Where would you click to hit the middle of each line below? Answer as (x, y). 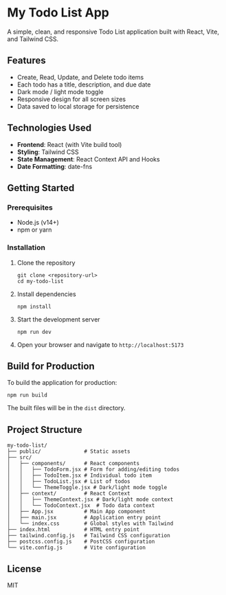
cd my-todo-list (40, 281)
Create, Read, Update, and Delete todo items (80, 77)
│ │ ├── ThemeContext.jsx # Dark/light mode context (90, 499)
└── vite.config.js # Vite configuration (77, 548)
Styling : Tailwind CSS (48, 152)
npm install (34, 306)
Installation (26, 247)
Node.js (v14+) (38, 223)
